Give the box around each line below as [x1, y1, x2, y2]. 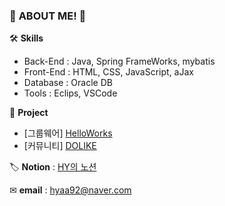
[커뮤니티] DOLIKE [23, 140, 97, 152]
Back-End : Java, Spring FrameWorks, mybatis [23, 55, 216, 68]
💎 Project [9, 107, 49, 119]
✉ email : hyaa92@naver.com [9, 184, 132, 196]
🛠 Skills [9, 32, 44, 44]
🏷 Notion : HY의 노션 [9, 161, 97, 173]
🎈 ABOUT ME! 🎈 [9, 9, 87, 23]
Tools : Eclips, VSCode [23, 87, 118, 99]
